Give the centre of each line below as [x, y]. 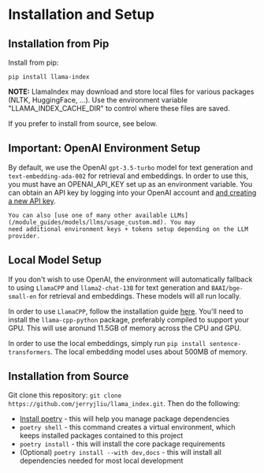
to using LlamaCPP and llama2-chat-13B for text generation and [109, 287]
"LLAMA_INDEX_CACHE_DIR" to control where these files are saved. [119, 108]
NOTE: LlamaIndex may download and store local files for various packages [131, 91]
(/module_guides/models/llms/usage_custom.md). [88, 222]
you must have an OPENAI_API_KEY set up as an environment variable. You [130, 184]
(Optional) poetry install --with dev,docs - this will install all [121, 453]
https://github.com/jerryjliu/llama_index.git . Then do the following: [124, 404]
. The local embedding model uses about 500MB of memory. [149, 352]
